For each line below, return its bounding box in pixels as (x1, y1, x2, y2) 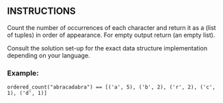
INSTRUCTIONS (7, 5, 77, 17)
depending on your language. (7, 51, 90, 59)
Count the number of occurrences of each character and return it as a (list (7, 23, 217, 31)
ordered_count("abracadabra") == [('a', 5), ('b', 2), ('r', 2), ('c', (7, 84, 215, 91)
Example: (7, 68, 39, 78)
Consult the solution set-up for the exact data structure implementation (7, 44, 207, 52)
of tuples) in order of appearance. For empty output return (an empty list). (7, 31, 215, 39)
